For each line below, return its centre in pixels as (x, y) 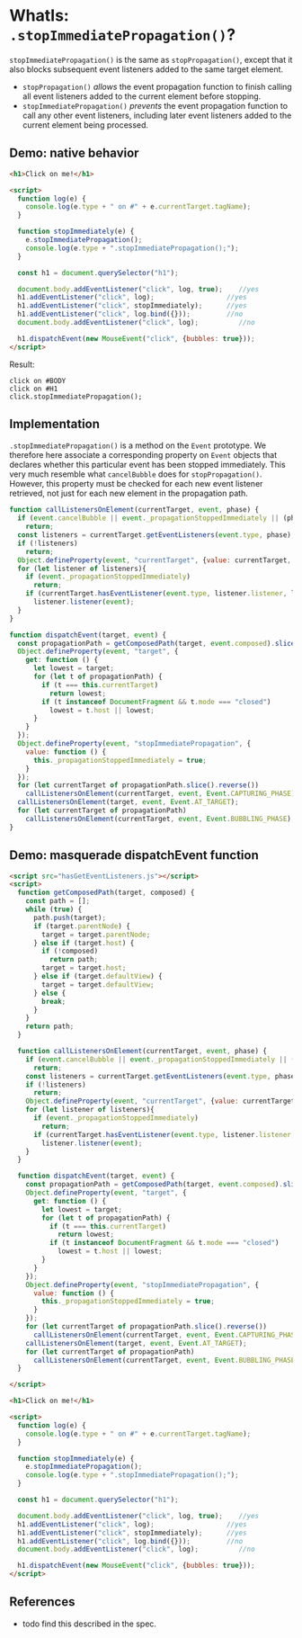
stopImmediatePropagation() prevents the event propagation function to (155, 105)
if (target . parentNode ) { (81, 926)
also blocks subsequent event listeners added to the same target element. (147, 69)
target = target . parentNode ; (96, 935)
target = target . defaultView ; (98, 985)
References (42, 1602)
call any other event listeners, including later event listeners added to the (157, 115)
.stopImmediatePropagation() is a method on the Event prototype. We (138, 445)
